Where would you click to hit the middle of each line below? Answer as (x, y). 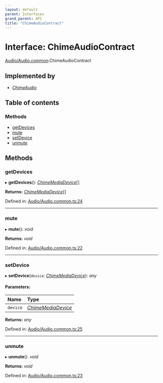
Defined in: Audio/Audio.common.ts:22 (44, 248)
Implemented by (30, 76)
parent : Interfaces (25, 14)
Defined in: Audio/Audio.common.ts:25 (44, 329)
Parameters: (18, 287)
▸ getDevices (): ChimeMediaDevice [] (42, 182)
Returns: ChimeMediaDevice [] (36, 192)
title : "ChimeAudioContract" (34, 23)
